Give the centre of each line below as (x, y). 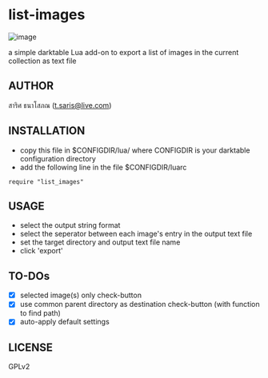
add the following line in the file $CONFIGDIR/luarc (103, 167)
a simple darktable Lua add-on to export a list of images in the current (124, 52)
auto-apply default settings (64, 322)
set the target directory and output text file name (100, 242)
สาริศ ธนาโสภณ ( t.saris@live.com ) (60, 105)
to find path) (40, 313)
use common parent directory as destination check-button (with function (140, 304)
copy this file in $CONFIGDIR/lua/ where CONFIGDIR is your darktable (135, 150)
